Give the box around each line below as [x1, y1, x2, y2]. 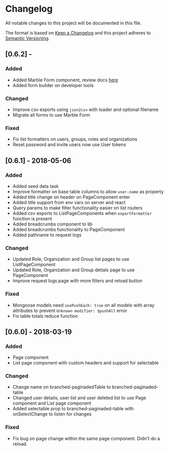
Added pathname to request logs [12, 232, 82, 238]
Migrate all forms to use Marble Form [12, 111, 90, 118]
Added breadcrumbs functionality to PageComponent [12, 226, 125, 232]
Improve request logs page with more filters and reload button [12, 278, 143, 284]
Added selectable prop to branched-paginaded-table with [12, 406, 134, 412]
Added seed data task [12, 183, 59, 189]
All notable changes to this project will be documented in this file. [5, 20, 142, 26]
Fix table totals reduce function [12, 313, 78, 319]
